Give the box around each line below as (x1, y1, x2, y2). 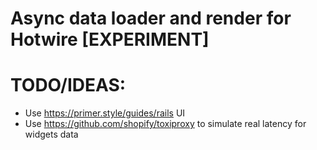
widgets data (24, 128, 79, 141)
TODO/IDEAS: (10, 74, 127, 97)
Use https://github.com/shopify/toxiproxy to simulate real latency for (24, 118, 307, 130)
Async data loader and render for (10, 7, 292, 30)
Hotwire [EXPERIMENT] (10, 28, 210, 51)
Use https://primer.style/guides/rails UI (24, 107, 186, 119)
